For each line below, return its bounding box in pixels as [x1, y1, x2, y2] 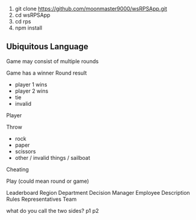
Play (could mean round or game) [6, 177, 89, 185]
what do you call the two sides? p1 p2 [6, 207, 99, 214]
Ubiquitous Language [6, 41, 88, 52]
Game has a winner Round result [6, 69, 87, 76]
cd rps [14, 18, 31, 25]
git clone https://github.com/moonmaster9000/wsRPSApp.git [14, 5, 167, 12]
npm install [14, 24, 43, 31]
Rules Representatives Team [6, 195, 77, 203]
